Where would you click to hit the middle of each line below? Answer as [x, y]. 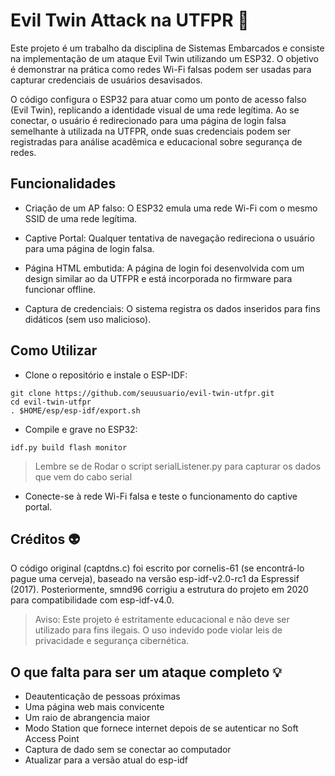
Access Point [52, 739]
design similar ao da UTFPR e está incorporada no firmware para [158, 278]
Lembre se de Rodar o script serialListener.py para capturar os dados [178, 466]
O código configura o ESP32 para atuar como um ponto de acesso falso [158, 99]
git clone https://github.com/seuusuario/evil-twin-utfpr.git [142, 393]
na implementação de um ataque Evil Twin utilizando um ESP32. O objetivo [164, 58]
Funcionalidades [63, 184]
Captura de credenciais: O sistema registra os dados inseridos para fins [172, 308]
